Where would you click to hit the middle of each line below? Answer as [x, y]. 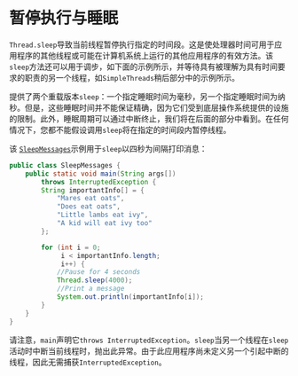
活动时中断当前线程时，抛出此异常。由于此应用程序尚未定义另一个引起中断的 [149, 350]
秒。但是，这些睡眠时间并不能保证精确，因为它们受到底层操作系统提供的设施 [149, 107]
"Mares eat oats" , [90, 199]
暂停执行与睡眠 [64, 18]
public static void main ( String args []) [101, 174]
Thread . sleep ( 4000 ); [94, 280]
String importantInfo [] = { [93, 190]
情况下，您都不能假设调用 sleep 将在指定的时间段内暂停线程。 [120, 129]
